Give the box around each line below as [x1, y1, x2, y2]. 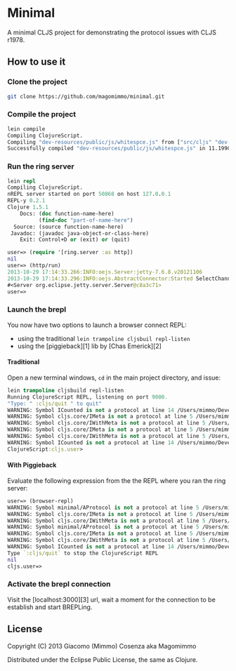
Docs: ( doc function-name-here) [20, 210, 114, 217]
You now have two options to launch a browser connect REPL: [7, 321, 188, 329]
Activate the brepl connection [7, 579, 111, 589]
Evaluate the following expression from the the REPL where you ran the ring [7, 476, 226, 485]
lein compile [7, 125, 46, 133]
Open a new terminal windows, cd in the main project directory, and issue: [7, 373, 221, 382]
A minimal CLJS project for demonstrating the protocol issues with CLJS [7, 28, 216, 36]
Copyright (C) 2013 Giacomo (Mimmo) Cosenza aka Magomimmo [7, 642, 197, 650]
